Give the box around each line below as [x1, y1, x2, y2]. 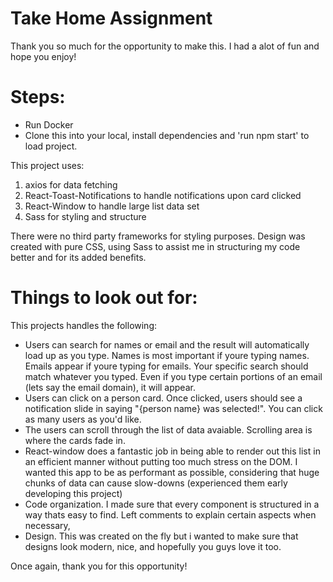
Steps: [10, 86, 66, 109]
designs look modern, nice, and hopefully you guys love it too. [24, 540, 282, 552]
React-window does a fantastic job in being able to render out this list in [24, 445, 321, 457]
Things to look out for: [10, 287, 198, 309]
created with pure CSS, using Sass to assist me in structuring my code [10, 240, 301, 252]
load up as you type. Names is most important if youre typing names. [24, 349, 310, 361]
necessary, [24, 519, 71, 531]
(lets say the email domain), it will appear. [24, 381, 196, 393]
